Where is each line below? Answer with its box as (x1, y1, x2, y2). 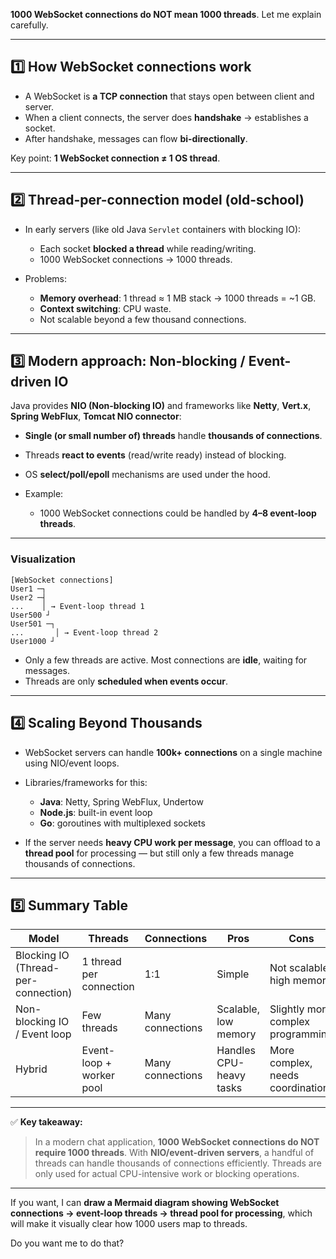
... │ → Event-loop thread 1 (10, 601, 145, 611)
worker (81, 1069, 115, 1083)
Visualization (10, 552, 76, 566)
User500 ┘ (10, 610, 52, 620)
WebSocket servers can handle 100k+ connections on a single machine (24, 746, 323, 758)
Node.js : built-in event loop (39, 806, 153, 818)
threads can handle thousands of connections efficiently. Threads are (34, 1157, 322, 1169)
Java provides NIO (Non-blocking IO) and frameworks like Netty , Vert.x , (10, 400, 312, 412)
